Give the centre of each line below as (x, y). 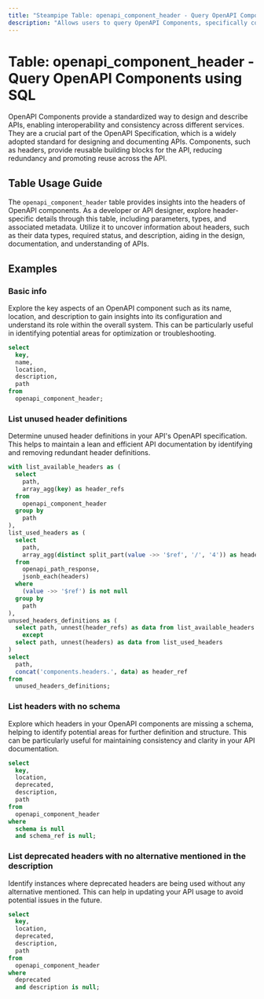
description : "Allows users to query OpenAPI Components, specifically (128, 23)
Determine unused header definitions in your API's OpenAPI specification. (128, 436)
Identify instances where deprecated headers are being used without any (127, 883)
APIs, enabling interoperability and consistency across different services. (126, 125)
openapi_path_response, (61, 569)
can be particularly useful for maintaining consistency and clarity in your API (132, 740)
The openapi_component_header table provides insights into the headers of (127, 202)
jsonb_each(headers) (56, 577)
